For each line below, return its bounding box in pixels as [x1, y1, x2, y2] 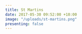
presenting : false [5, 21, 43, 26]
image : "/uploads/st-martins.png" [5, 16, 77, 21]
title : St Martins [5, 7, 43, 12]
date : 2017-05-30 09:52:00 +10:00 [5, 12, 77, 17]
